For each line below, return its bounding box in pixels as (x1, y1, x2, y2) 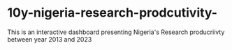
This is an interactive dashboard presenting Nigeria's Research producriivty (7, 28, 225, 36)
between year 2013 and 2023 (7, 35, 92, 43)
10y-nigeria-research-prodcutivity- (7, 5, 218, 21)
